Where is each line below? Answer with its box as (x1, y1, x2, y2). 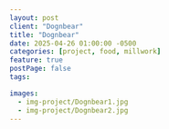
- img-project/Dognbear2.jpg (17, 105, 129, 114)
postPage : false (9, 64, 71, 74)
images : (9, 88, 39, 98)
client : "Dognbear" (9, 22, 84, 31)
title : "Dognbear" (9, 30, 79, 39)
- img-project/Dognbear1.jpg (17, 97, 129, 106)
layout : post (9, 13, 59, 23)
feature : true (9, 55, 64, 64)
